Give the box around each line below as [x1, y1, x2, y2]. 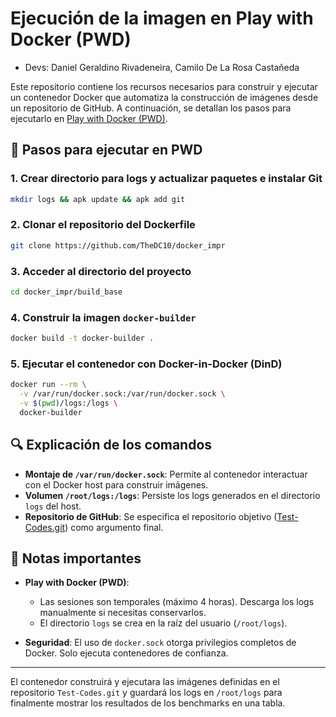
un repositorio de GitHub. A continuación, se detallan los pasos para [10, 102, 292, 114]
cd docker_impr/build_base [10, 287, 123, 297]
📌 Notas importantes [10, 550, 142, 567]
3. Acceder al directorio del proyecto [10, 264, 192, 278]
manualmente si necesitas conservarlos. [39, 607, 207, 619]
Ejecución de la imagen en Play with [10, 7, 314, 30]
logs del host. [24, 500, 82, 512]
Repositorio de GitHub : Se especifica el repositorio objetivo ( [24, 510, 278, 522]
